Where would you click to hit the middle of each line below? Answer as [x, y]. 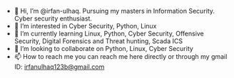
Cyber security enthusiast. [53, 18]
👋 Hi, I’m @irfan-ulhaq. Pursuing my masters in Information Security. [115, 11]
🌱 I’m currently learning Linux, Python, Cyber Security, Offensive [109, 33]
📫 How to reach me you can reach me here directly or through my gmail [121, 56]
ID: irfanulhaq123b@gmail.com [59, 67]
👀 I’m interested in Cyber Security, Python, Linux [85, 26]
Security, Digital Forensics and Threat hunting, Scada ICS [98, 41]
